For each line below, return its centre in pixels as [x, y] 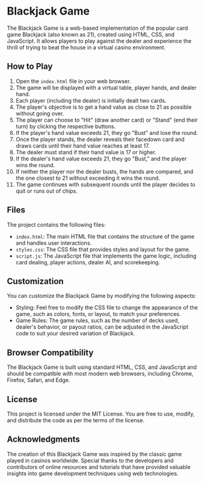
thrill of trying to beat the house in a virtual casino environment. [86, 47]
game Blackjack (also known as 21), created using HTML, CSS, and [91, 34]
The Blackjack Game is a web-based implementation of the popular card [97, 28]
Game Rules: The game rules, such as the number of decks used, [97, 321]
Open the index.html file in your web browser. [73, 81]
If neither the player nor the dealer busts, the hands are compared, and [104, 171]
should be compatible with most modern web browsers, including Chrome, [100, 374]
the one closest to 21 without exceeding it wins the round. [88, 178]
